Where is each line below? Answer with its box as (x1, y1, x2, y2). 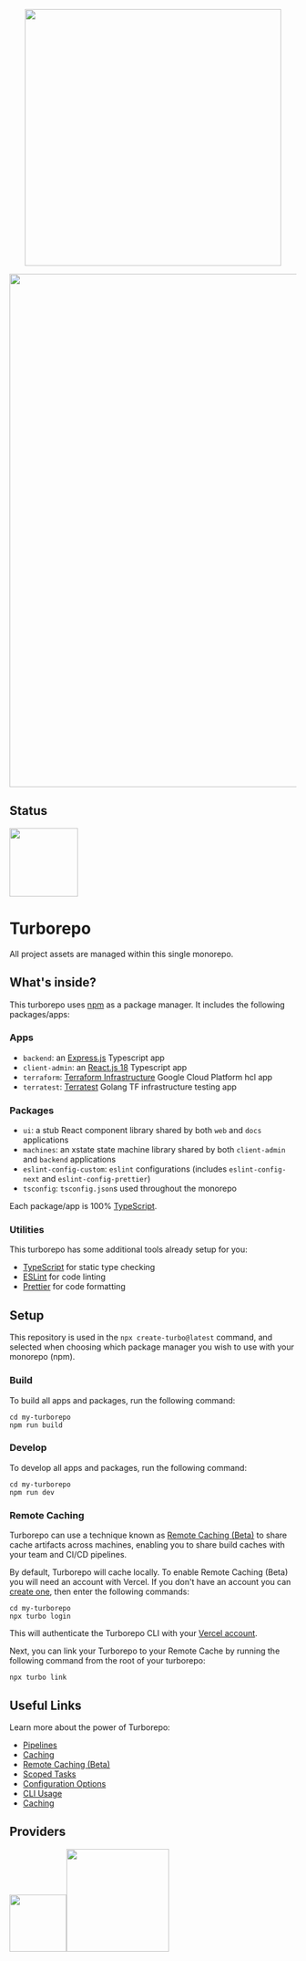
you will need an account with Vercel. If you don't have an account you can (9, 1577, 291, 1588)
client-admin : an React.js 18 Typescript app (22, 1061, 188, 1072)
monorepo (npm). (9, 1351, 76, 1362)
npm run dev (9, 1487, 55, 1497)
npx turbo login (9, 1612, 71, 1622)
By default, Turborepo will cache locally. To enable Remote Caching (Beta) (9, 1567, 289, 1578)
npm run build (9, 1420, 64, 1430)
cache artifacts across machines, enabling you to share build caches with (9, 1539, 285, 1550)
